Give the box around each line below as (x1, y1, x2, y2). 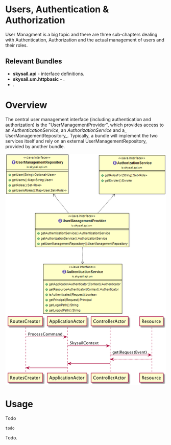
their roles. (5, 42, 28, 48)
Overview (5, 99, 47, 111)
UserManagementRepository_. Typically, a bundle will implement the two (5, 132, 158, 138)
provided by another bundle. (5, 143, 65, 149)
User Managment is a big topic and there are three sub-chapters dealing (5, 31, 158, 37)
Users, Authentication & (5, 4, 109, 15)
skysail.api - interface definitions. (12, 71, 85, 77)
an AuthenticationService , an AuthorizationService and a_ (5, 127, 127, 133)
